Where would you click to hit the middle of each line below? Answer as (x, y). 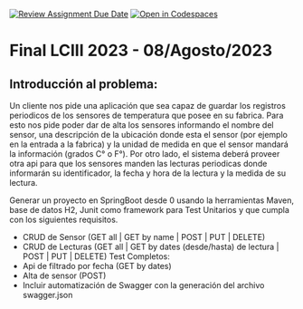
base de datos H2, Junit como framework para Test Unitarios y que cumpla (149, 210)
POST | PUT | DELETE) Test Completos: (96, 256)
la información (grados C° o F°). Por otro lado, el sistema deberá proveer (145, 154)
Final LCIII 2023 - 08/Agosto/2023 (141, 51)
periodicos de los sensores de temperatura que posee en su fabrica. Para (147, 115)
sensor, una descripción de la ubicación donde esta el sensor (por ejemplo (148, 135)
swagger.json (47, 295)
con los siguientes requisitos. (64, 219)
